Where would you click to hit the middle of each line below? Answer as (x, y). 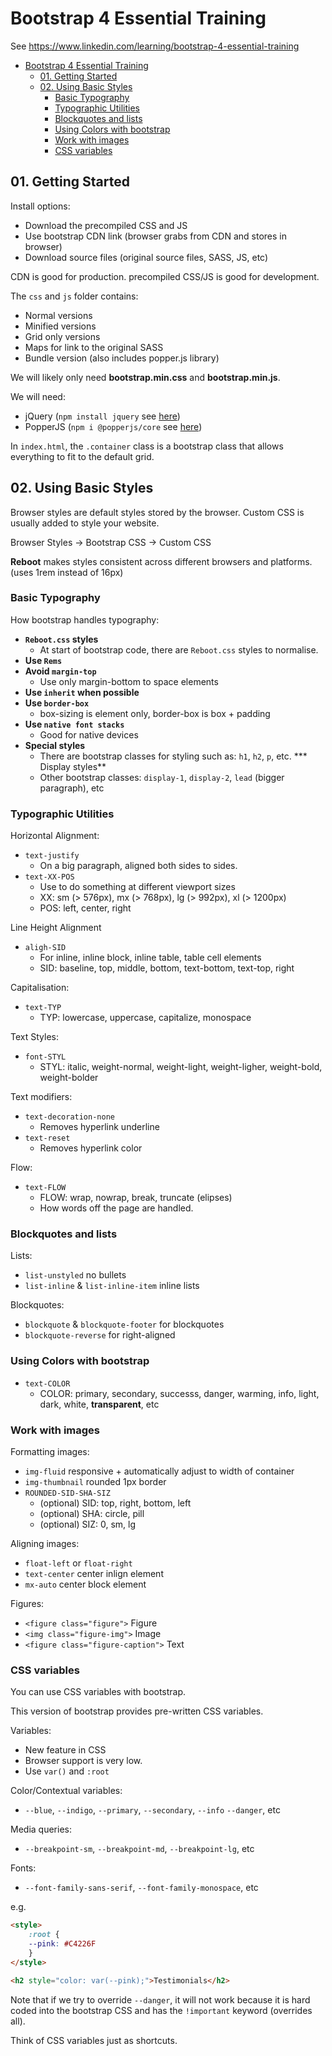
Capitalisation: (40, 988)
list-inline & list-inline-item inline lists (112, 1286)
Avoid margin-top (60, 671)
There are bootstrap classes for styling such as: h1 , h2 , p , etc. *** (173, 756)
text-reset (47, 1138)
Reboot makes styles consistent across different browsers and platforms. (161, 561)
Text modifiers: (41, 1097)
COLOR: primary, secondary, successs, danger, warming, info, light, (179, 1393)
